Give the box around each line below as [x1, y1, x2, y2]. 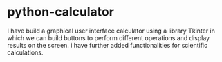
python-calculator [7, 4, 114, 20]
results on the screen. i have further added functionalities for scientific [7, 41, 208, 49]
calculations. [7, 48, 44, 57]
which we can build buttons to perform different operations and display [7, 33, 210, 42]
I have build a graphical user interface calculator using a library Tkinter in [7, 27, 216, 35]
